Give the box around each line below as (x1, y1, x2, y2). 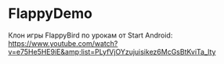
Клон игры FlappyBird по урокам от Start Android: (8, 30, 173, 40)
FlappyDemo (8, 5, 92, 23)
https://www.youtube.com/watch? (8, 38, 118, 48)
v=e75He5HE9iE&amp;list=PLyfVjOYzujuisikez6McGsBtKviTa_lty (8, 47, 216, 56)
